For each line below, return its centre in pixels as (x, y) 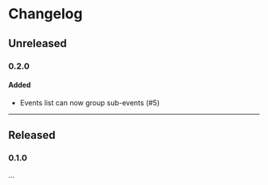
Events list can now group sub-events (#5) (90, 102)
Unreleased (38, 43)
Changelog (45, 14)
